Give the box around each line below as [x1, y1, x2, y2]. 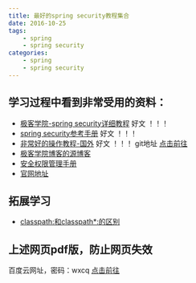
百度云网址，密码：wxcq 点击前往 [8, 265, 120, 275]
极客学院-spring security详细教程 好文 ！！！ [19, 118, 169, 128]
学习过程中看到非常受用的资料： [8, 95, 167, 109]
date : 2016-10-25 [8, 19, 67, 27]
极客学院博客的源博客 [19, 148, 91, 158]
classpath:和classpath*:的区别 [19, 217, 120, 227]
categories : [8, 49, 48, 57]
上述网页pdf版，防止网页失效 [8, 242, 153, 257]
